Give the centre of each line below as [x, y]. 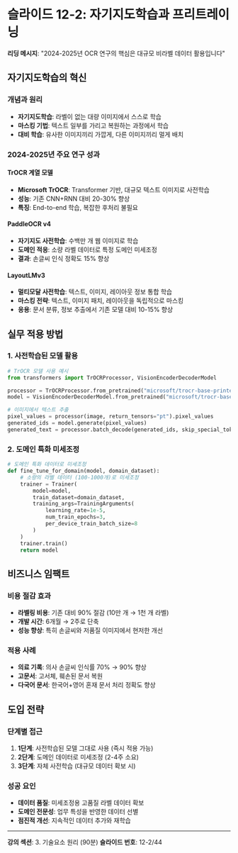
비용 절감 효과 [29, 596]
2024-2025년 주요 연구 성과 [54, 155]
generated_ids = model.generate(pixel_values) [77, 423]
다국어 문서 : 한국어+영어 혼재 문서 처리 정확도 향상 [86, 685]
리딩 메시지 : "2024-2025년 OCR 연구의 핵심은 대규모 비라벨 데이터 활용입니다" [116, 53]
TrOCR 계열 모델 [30, 173]
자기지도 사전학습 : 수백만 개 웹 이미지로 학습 [78, 240]
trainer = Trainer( [49, 484]
